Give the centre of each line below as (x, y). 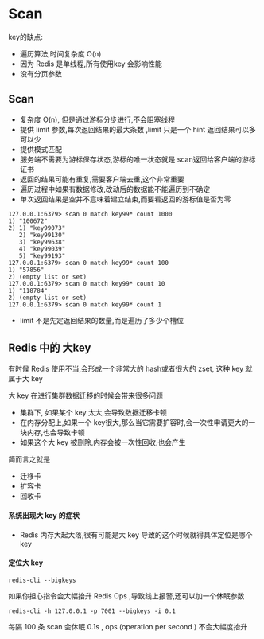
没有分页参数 (41, 73)
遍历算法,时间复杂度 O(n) (60, 53)
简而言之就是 (29, 459)
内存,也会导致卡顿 (56, 432)
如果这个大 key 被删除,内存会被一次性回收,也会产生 (103, 442)
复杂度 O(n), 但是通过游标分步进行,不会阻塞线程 (97, 119)
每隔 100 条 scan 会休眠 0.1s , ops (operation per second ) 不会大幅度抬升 (128, 626)
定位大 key (26, 563)
